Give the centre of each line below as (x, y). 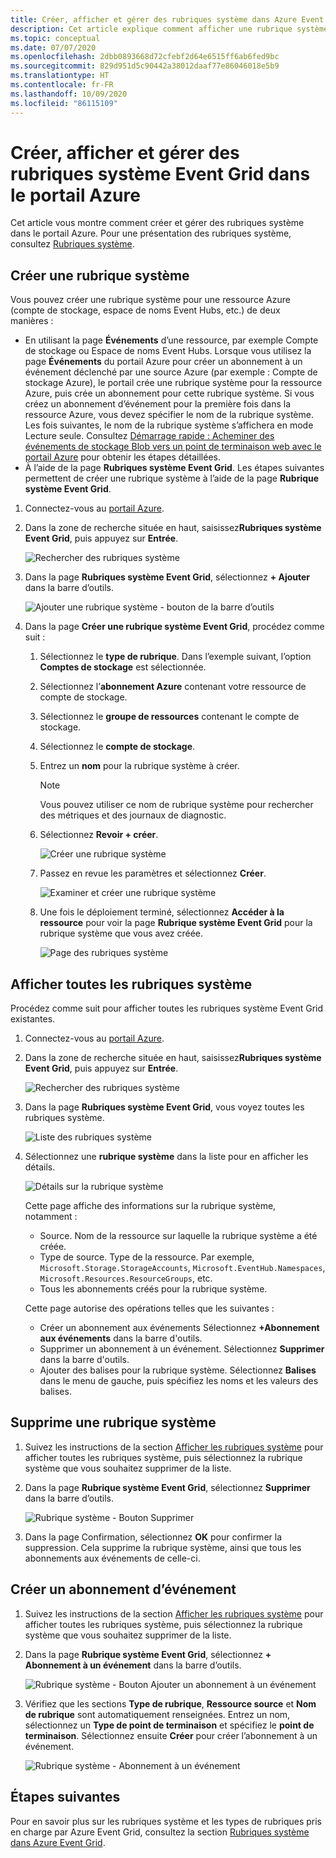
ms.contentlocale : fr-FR (62, 85)
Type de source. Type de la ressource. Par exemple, (147, 1257)
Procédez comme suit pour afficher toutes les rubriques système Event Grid (167, 1008)
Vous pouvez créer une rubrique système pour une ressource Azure (150, 300)
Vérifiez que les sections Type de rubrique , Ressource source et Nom (170, 1703)
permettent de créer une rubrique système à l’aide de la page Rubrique (172, 478)
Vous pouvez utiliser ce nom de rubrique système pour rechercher (176, 805)
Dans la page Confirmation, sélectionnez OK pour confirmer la (153, 1537)
